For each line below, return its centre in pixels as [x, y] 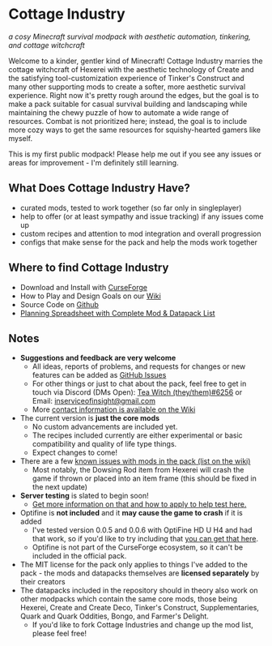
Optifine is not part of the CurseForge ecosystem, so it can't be [138, 547]
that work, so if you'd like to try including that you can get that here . [145, 539]
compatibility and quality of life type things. [104, 444]
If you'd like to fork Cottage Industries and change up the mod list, [142, 625]
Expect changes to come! [75, 453]
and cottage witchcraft [47, 45]
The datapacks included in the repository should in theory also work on [139, 590]
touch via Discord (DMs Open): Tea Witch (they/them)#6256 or [137, 392]
